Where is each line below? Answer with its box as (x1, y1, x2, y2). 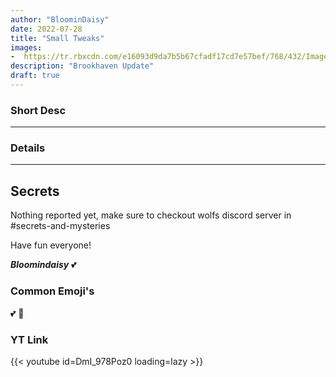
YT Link (10, 332, 49, 346)
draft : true (10, 71, 60, 81)
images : (10, 42, 43, 53)
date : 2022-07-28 (10, 24, 83, 34)
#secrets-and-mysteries (10, 220, 111, 232)
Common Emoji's (10, 284, 95, 298)
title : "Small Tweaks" (10, 33, 105, 43)
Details (10, 141, 46, 155)
